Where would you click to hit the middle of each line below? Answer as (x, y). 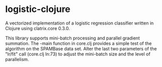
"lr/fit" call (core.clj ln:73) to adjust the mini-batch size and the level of (78, 54)
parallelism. (17, 59)
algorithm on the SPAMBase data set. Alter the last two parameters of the (81, 48)
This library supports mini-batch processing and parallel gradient (72, 38)
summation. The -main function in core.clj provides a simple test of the (78, 43)
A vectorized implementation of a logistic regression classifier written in (79, 23)
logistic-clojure (38, 9)
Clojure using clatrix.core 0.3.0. (38, 28)
